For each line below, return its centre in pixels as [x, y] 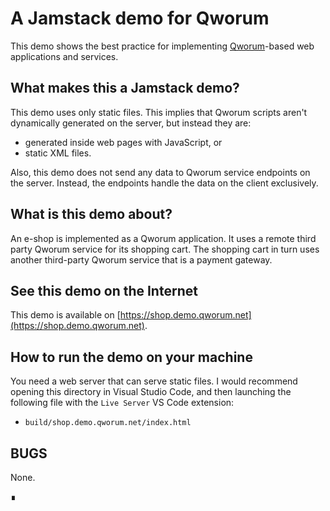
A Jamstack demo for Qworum [140, 18]
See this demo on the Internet [104, 290]
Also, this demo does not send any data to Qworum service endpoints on [160, 172]
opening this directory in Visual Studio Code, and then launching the [151, 392]
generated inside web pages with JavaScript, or [123, 142]
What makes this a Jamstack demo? [125, 88]
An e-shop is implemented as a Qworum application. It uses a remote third [163, 238]
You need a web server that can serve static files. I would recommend [154, 381]
